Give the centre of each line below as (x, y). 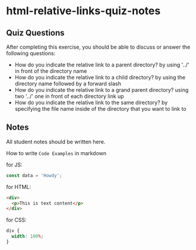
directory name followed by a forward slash (68, 84)
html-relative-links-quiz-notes (83, 11)
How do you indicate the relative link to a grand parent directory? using (102, 90)
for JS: (14, 165)
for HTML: (19, 187)
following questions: (31, 53)
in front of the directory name (51, 71)
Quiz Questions (35, 33)
